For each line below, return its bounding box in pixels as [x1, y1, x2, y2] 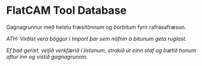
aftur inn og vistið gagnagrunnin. [6, 53, 89, 60]
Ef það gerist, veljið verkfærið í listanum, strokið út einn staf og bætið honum [6, 46, 197, 54]
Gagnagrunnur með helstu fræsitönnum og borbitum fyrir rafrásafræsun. [6, 23, 187, 31]
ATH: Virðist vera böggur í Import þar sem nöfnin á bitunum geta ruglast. [6, 35, 187, 42]
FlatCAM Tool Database [6, 4, 127, 17]
